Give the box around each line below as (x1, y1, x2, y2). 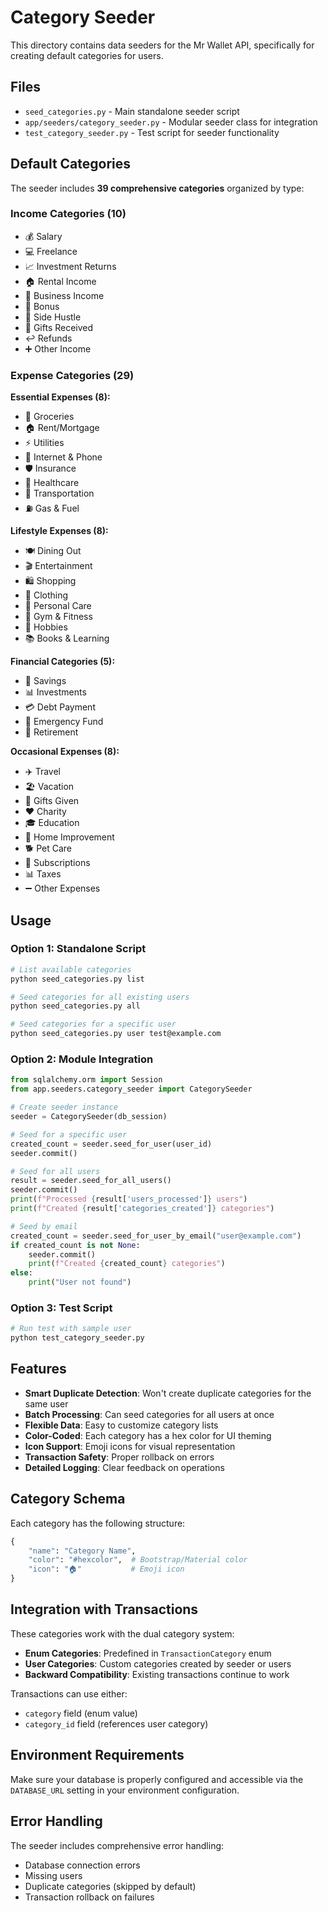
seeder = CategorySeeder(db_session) (10, 1112, 168, 1122)
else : (10, 1268, 33, 1278)
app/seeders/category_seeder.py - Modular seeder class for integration (24, 116, 318, 128)
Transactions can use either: (10, 1687, 128, 1700)
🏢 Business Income (24, 289, 105, 301)
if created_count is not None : (10, 1240, 141, 1250)
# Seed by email (10, 1221, 78, 1231)
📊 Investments (24, 686, 87, 698)
